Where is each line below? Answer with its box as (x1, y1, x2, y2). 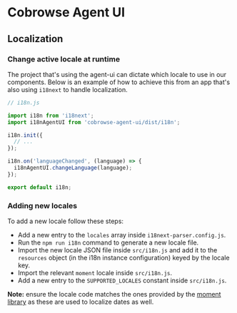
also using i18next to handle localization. (7, 85, 128, 93)
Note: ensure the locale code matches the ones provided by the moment (7, 289, 221, 298)
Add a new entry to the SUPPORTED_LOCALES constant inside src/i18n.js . (17, 276, 227, 284)
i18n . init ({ (7, 131, 43, 139)
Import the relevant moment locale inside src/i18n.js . (17, 268, 173, 277)
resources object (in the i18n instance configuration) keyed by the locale (17, 253, 230, 262)
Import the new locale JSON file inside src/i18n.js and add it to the (17, 245, 218, 254)
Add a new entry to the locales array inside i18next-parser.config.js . (17, 230, 226, 239)
